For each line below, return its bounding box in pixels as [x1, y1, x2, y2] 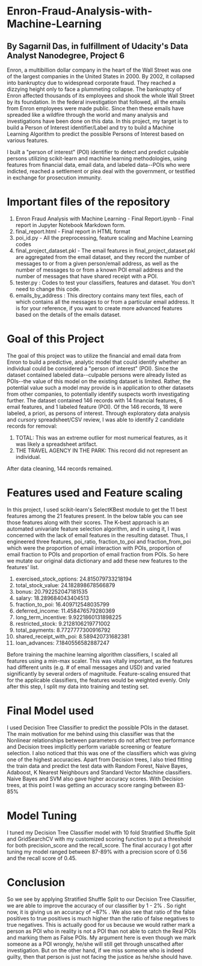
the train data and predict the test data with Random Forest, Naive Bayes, [7, 762, 188, 769]
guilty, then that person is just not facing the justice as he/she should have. [7, 953, 193, 960]
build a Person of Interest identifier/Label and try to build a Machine [7, 124, 174, 131]
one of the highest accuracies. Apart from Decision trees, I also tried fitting [7, 756, 192, 763]
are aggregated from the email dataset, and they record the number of [15, 253, 190, 260]
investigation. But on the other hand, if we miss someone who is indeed [7, 947, 184, 954]
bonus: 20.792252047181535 [15, 588, 88, 595]
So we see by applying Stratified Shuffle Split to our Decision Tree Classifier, [7, 896, 196, 903]
